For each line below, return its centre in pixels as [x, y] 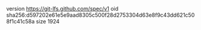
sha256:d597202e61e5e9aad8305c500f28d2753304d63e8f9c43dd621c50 [101, 15]
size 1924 [48, 21]
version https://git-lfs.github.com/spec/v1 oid [62, 9]
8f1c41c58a [21, 21]
